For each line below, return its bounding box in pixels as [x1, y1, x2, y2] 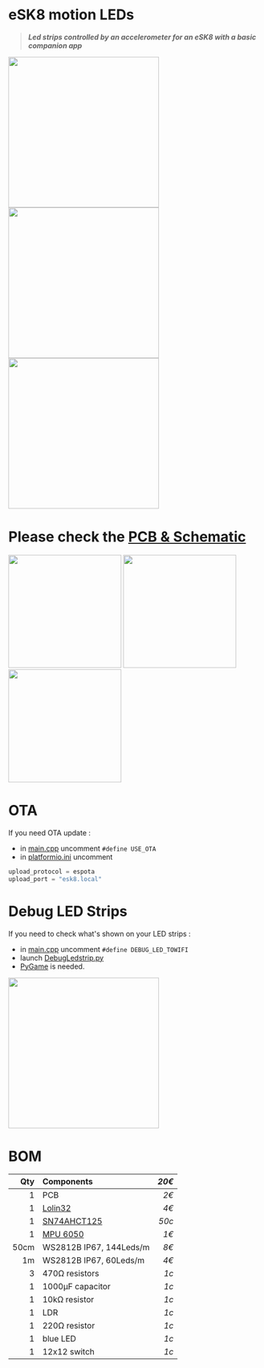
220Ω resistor [42, 1320, 95, 1331]
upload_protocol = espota [8, 868, 95, 876]
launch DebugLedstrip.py [19, 953, 104, 962]
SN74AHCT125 [42, 1215, 103, 1227]
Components [42, 1176, 94, 1187]
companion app [27, 40, 83, 50]
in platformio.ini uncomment [19, 851, 113, 861]
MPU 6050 [42, 1229, 84, 1240]
